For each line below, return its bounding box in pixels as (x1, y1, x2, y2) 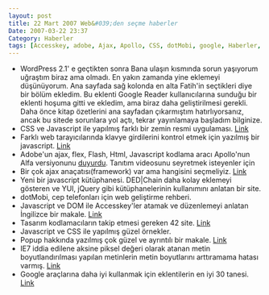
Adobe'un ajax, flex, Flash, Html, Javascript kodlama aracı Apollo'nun (19, 150, 250, 160)
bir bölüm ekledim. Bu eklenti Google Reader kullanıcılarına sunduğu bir (19, 89, 258, 99)
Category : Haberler (8, 34, 74, 43)
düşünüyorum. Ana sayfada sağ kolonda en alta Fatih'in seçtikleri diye (19, 81, 252, 91)
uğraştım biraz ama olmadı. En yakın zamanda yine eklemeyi (19, 73, 221, 82)
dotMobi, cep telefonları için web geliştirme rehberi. (19, 193, 192, 202)
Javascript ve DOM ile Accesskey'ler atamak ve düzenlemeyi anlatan (19, 201, 249, 210)
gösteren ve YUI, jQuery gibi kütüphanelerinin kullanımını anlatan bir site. (19, 184, 262, 193)
